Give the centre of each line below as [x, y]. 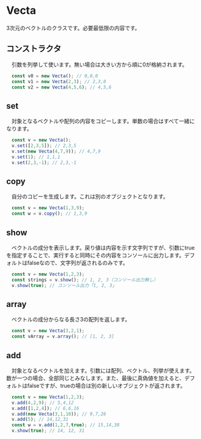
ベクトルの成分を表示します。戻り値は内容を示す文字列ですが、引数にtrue [103, 247]
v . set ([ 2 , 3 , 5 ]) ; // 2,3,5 [44, 146]
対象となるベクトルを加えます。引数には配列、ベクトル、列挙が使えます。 [103, 370]
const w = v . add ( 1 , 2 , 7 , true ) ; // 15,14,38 [66, 425]
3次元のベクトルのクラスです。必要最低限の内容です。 [73, 28]
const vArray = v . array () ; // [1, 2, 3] [63, 336]
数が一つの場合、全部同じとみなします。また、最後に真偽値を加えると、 [95, 378]
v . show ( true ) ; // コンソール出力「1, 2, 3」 [64, 285]
